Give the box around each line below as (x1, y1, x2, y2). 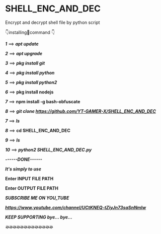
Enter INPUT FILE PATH (5, 175, 54, 181)
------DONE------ (5, 156, 42, 162)
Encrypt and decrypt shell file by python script (5, 19, 100, 25)
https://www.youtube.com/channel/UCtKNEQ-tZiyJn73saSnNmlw (5, 204, 147, 210)
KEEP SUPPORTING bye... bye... (5, 214, 73, 220)
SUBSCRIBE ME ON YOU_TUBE (5, 195, 70, 201)
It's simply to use (5, 166, 41, 172)
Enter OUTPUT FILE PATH (5, 185, 59, 191)
